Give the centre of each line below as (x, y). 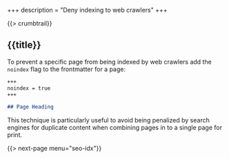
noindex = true (29, 88)
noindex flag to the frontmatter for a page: (67, 69)
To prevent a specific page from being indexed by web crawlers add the (109, 62)
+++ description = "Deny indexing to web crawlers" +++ (87, 10)
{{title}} (24, 45)
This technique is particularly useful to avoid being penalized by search (109, 120)
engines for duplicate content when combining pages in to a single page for (115, 128)
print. (15, 135)
